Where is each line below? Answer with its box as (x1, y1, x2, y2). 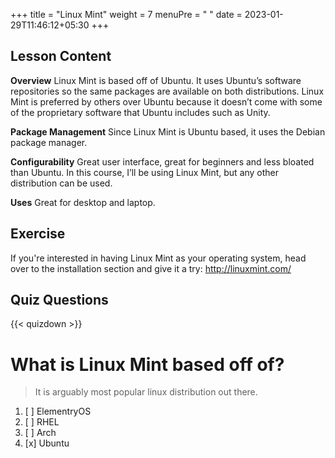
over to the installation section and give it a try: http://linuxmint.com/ (10, 262, 292, 274)
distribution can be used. (10, 177, 113, 189)
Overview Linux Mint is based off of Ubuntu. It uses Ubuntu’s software (10, 74, 302, 86)
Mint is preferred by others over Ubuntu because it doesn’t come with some (10, 95, 323, 108)
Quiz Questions (10, 292, 109, 309)
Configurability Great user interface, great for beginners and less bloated (10, 155, 315, 168)
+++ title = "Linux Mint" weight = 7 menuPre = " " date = (10, 9, 243, 20)
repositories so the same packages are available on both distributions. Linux (10, 85, 325, 97)
